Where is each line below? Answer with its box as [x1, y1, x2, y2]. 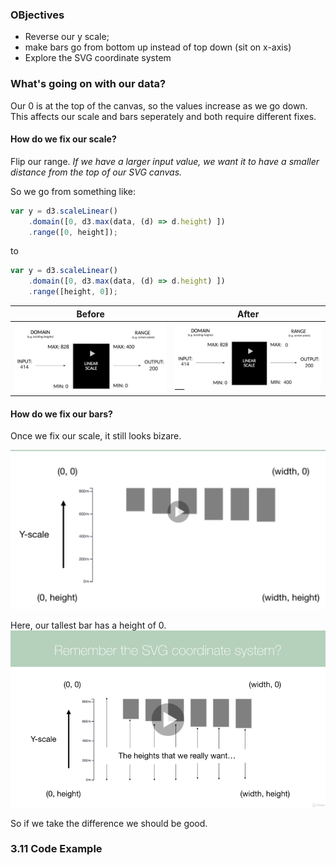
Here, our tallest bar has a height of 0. [10, 619, 167, 632]
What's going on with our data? [10, 77, 167, 91]
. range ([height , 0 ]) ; [28, 287, 118, 297]
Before [76, 308, 105, 320]
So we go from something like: [10, 185, 136, 197]
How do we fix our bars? [10, 408, 113, 420]
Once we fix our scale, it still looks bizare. [10, 430, 182, 442]
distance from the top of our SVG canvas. [10, 166, 183, 178]
